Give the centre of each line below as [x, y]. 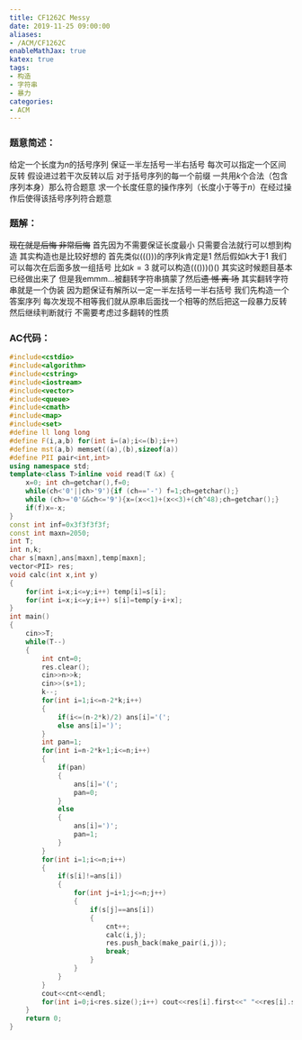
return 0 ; [44, 1018]
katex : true [31, 59]
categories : [31, 101]
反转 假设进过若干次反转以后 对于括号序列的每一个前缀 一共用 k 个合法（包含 [149, 176]
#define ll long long [50, 433]
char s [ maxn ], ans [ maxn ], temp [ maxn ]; [78, 558]
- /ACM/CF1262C [38, 43]
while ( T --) [46, 642]
